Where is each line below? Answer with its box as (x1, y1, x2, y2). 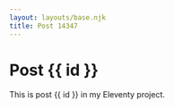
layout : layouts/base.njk (9, 13, 106, 22)
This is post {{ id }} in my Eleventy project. (9, 89, 166, 100)
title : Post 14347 (9, 21, 78, 30)
